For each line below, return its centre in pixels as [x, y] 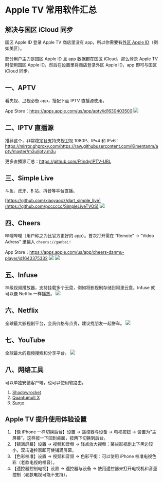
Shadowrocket [27, 392]
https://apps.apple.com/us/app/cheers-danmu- [77, 252]
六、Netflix [22, 311]
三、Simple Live [29, 178]
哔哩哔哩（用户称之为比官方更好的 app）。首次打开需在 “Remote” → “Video [80, 236]
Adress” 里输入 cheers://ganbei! [38, 242]
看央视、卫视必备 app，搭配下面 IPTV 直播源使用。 [56, 100]
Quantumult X [26, 397]
